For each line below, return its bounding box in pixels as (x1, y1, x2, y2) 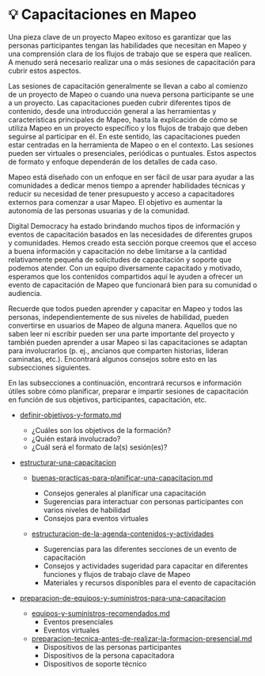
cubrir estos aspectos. (8, 66, 81, 75)
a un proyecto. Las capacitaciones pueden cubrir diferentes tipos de (8, 97, 231, 108)
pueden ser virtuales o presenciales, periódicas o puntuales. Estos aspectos (8, 148, 257, 158)
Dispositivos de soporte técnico (43, 659, 147, 668)
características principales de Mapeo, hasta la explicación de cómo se (8, 115, 238, 124)
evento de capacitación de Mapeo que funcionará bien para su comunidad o (8, 279, 258, 290)
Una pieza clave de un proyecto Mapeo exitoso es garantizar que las (8, 32, 232, 41)
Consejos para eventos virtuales (43, 513, 149, 523)
